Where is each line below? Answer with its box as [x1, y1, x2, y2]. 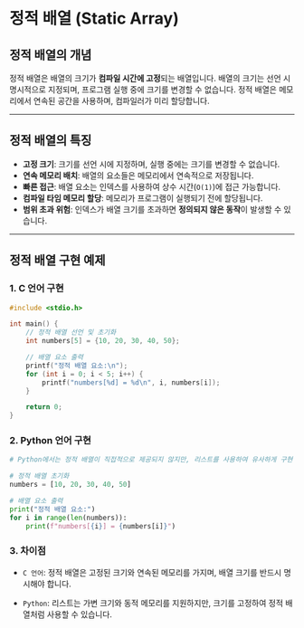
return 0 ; [25, 403, 63, 412]
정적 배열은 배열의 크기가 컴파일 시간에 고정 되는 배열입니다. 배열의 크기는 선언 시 [9, 73, 291, 83]
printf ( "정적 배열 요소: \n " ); [25, 361, 128, 370]
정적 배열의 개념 [9, 47, 92, 62]
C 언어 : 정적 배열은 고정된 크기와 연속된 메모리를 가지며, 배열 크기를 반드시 [22, 566, 282, 577]
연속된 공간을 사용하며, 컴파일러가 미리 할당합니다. [33, 96, 210, 106]
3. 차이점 [9, 545, 47, 557]
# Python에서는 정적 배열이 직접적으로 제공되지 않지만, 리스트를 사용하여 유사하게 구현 [9, 455, 293, 464]
